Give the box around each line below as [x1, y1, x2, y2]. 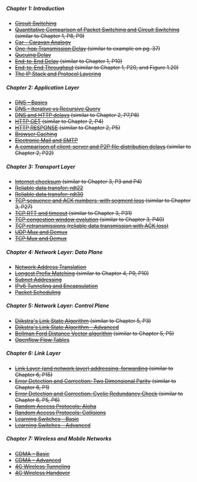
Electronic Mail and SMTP [14, 137, 78, 144]
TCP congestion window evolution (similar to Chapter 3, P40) [14, 216, 165, 223]
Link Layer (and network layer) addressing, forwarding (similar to [14, 364, 174, 371]
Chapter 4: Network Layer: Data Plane [6, 248, 103, 256]
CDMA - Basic [14, 450, 50, 457]
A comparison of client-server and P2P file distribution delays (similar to [14, 143, 191, 150]
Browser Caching [14, 130, 58, 137]
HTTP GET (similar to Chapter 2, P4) [14, 118, 104, 125]
